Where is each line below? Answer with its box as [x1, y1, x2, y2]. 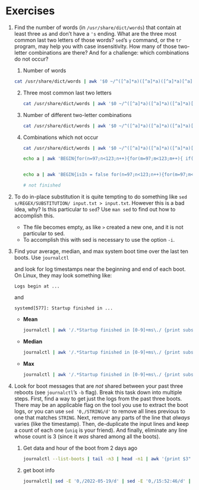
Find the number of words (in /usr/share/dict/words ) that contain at [14, 24, 182, 31]
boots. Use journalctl [14, 254, 70, 261]
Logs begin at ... [14, 283, 60, 289]
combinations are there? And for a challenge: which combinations [28, 49, 189, 56]
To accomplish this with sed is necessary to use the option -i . [23, 236, 175, 244]
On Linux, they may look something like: [14, 272, 112, 279]
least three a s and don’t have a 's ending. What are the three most [14, 30, 177, 37]
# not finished [23, 182, 61, 188]
